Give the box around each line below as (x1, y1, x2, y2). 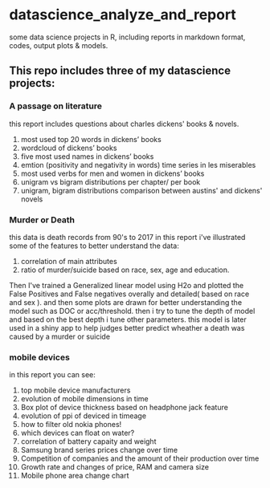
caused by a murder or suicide (9, 331, 111, 341)
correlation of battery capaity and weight (20, 437, 157, 446)
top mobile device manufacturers (20, 385, 131, 395)
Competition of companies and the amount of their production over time (20, 453, 260, 463)
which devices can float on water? (20, 428, 135, 438)
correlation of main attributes (20, 256, 117, 266)
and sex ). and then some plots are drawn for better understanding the (9, 297, 243, 307)
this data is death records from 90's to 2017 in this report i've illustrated (9, 232, 246, 242)
